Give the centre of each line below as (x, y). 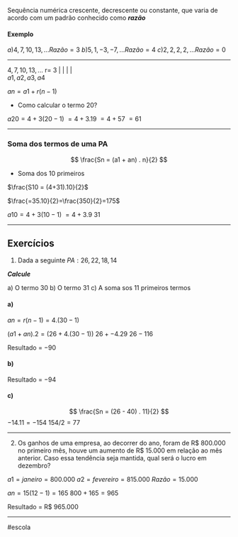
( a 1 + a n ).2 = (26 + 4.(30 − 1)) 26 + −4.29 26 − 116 (80, 333)
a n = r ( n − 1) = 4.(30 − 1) (44, 320)
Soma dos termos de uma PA (58, 144)
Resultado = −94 (32, 380)
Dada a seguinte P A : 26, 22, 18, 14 (67, 260)
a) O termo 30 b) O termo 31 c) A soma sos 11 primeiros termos (99, 288)
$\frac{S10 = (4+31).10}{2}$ (48, 187)
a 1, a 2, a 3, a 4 (27, 78)
